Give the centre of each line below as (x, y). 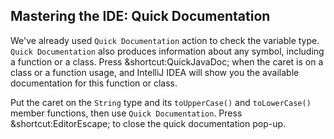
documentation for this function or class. (94, 83)
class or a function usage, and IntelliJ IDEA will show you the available (155, 72)
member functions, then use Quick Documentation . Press (126, 113)
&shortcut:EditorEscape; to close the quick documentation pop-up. (148, 123)
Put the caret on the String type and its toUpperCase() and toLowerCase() (161, 102)
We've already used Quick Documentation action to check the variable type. (165, 40)
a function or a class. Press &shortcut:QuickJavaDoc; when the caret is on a (167, 61)
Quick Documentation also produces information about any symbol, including (167, 51)
